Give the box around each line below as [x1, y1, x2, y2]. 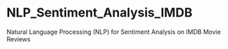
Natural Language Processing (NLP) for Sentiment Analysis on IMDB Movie [6, 28, 221, 36]
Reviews [6, 35, 31, 43]
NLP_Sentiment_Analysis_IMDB [6, 5, 193, 21]
